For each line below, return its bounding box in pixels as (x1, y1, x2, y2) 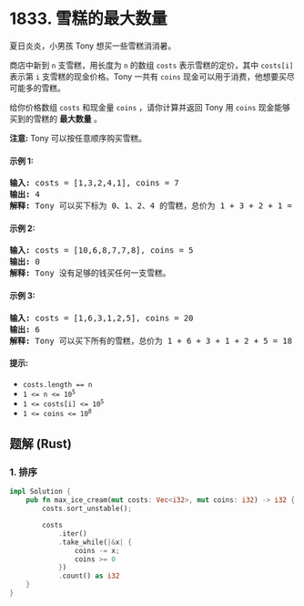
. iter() (57, 528, 88, 538)
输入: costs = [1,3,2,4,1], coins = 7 (9, 178, 179, 188)
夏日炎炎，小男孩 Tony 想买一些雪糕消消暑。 (9, 40, 177, 51)
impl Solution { (9, 487, 71, 496)
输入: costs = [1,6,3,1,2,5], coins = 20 (9, 312, 194, 323)
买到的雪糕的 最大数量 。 (9, 113, 102, 124)
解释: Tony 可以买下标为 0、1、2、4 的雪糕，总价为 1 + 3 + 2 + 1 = (9, 201, 293, 211)
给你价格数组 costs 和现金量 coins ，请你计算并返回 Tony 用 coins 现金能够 (9, 101, 291, 112)
